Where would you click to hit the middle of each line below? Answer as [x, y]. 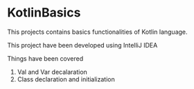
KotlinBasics [44, 13]
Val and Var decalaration [52, 72]
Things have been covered [45, 58]
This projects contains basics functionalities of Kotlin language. [98, 32]
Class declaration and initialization [66, 79]
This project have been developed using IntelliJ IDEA [82, 45]
